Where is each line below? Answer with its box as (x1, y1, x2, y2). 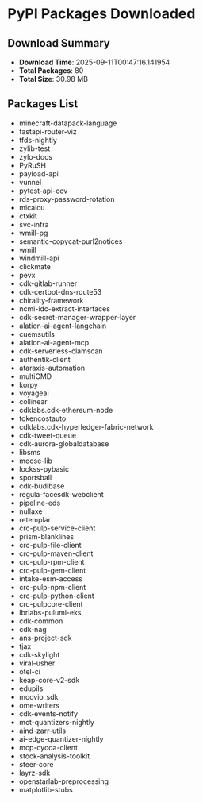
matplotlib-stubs (18, 785, 73, 794)
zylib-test (18, 144, 51, 153)
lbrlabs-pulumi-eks (18, 607, 82, 617)
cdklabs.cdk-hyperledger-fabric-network (18, 422, 154, 431)
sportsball (18, 472, 52, 482)
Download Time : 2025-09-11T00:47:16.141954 (18, 57, 170, 67)
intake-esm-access (18, 573, 82, 584)
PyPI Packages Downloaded (7, 5, 196, 23)
